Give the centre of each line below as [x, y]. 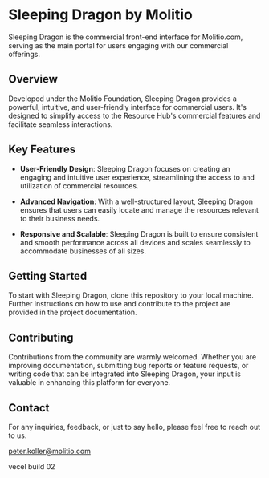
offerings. [24, 54]
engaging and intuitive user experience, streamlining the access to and [137, 177]
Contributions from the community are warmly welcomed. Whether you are [132, 357]
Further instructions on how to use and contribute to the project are [120, 304]
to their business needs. [60, 218]
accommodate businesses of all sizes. [83, 251]
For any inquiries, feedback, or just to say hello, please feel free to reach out [134, 427]
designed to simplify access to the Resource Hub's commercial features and [134, 115]
